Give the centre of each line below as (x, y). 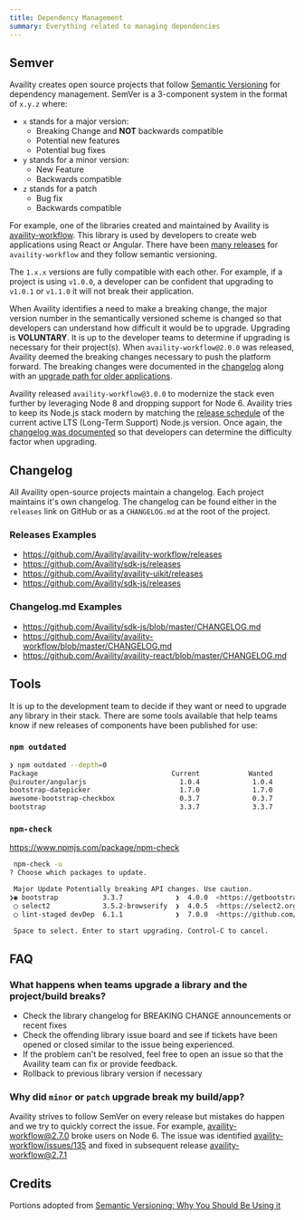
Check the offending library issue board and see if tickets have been (150, 1035)
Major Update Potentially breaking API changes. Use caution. (133, 889)
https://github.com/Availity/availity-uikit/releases (113, 574)
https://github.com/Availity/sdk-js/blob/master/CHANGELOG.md (142, 627)
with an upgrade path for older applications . (91, 376)
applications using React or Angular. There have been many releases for (144, 245)
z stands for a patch (60, 189)
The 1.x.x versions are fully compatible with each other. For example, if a (146, 272)
